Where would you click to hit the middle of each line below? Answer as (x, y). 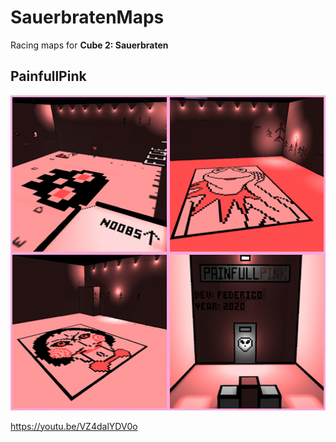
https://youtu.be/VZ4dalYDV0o (74, 426)
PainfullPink (48, 76)
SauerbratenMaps (87, 17)
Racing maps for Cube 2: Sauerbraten (89, 45)
